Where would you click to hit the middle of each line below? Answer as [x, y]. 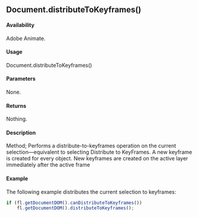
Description [21, 132]
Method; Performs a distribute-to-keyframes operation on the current [91, 146]
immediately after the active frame [48, 165]
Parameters [21, 79]
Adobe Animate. [26, 38]
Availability [20, 25]
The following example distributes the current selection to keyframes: [91, 192]
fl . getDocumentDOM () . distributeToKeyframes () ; [76, 208]
